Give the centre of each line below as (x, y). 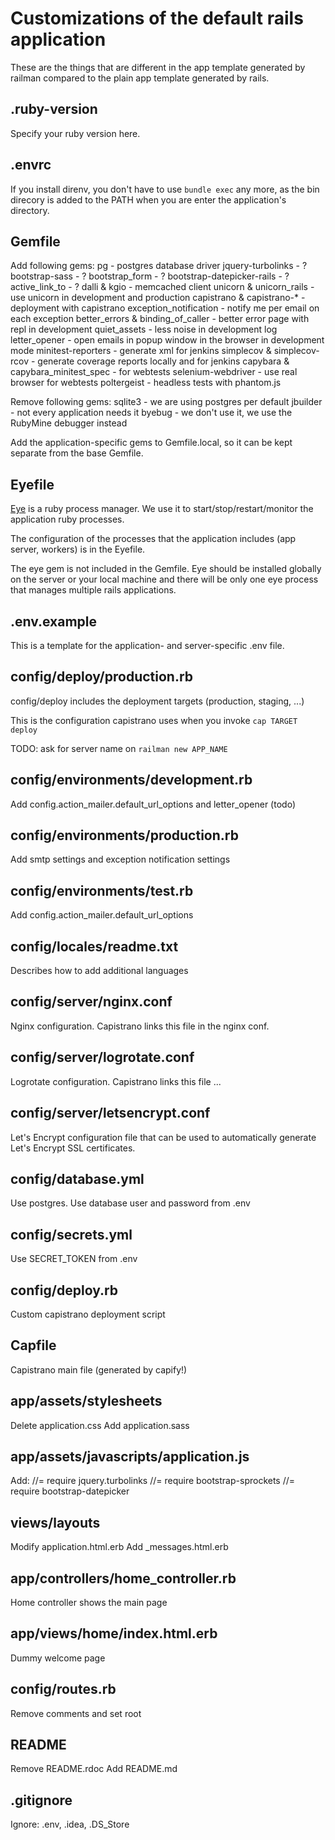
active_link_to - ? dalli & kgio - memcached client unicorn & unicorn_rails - (162, 287)
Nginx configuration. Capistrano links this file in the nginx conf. (140, 1026)
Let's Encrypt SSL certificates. (73, 1148)
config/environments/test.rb (102, 890)
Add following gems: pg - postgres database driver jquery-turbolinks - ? (159, 266)
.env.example (54, 621)
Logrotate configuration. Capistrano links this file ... (116, 1081)
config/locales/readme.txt (94, 946)
